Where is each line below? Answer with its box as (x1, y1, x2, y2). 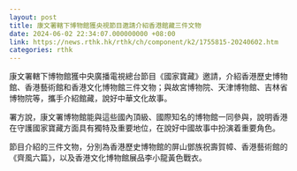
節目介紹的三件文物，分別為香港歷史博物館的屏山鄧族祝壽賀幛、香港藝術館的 (9, 142, 288, 152)
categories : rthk (9, 46, 73, 55)
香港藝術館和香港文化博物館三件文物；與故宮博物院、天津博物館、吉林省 (24, 82, 288, 93)
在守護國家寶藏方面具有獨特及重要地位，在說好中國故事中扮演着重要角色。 (9, 123, 280, 133)
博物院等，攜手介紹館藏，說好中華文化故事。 (9, 93, 172, 104)
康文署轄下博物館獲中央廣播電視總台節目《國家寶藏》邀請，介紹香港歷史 (9, 71, 272, 82)
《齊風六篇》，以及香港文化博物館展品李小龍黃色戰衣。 (9, 152, 207, 163)
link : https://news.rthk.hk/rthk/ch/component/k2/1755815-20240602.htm (9, 37, 278, 47)
